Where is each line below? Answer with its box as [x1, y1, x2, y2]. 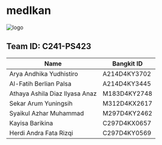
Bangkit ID [112, 59, 143, 67]
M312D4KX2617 [103, 99, 153, 107]
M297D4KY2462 [103, 109, 153, 117]
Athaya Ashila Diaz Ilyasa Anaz [9, 89, 97, 98]
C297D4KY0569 [103, 129, 152, 137]
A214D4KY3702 [103, 69, 152, 78]
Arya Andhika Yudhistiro [9, 69, 78, 78]
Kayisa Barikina [9, 119, 53, 127]
